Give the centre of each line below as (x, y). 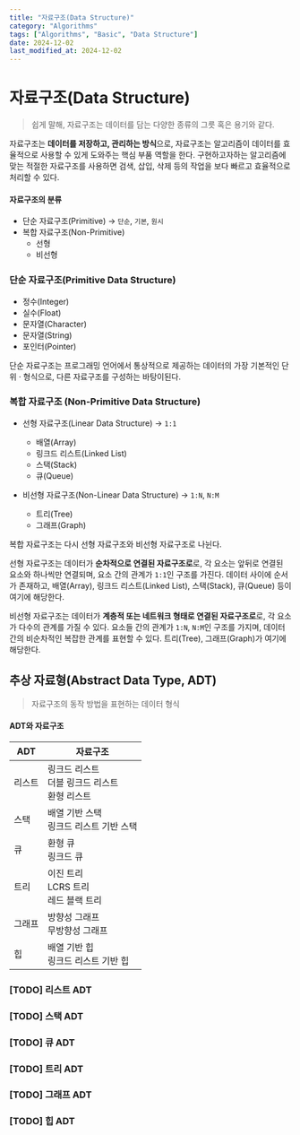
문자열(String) (47, 335)
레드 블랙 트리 (75, 900)
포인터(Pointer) (49, 346)
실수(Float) (42, 312)
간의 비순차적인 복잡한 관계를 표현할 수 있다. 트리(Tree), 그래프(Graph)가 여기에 (148, 638)
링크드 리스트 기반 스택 (93, 826)
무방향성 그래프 (78, 931)
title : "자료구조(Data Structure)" (72, 17)
